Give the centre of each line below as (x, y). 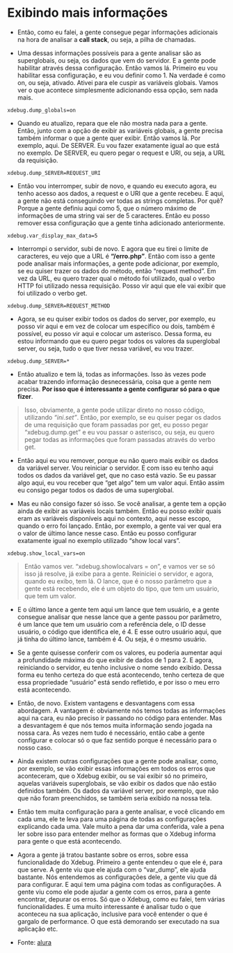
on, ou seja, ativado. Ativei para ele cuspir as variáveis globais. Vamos (118, 82)
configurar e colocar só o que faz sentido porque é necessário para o (117, 740)
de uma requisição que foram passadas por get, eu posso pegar (116, 425)
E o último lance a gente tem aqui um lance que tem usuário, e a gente (118, 609)
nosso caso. (35, 747)
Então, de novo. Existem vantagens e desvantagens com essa (106, 703)
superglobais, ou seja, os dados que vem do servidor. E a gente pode (116, 60)
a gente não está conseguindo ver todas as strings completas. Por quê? (120, 201)
